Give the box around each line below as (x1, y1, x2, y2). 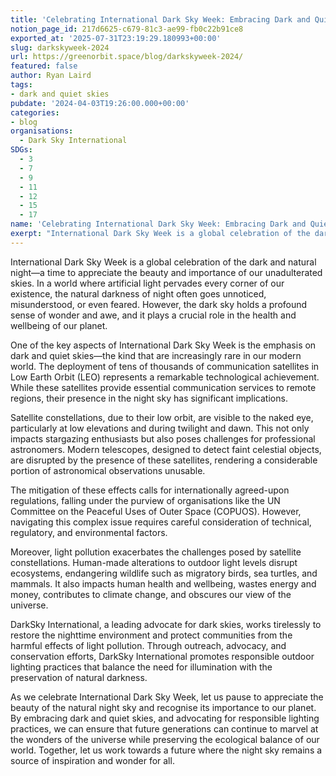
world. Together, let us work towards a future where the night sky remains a (10, 744, 323, 756)
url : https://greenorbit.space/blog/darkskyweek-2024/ (10, 52, 244, 62)
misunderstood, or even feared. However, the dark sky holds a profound (10, 298, 308, 310)
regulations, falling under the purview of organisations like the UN (10, 494, 281, 506)
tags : (10, 80, 33, 90)
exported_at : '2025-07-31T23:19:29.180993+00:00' (10, 33, 222, 43)
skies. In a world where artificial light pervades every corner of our (10, 277, 285, 289)
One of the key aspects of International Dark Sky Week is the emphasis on (10, 339, 317, 351)
